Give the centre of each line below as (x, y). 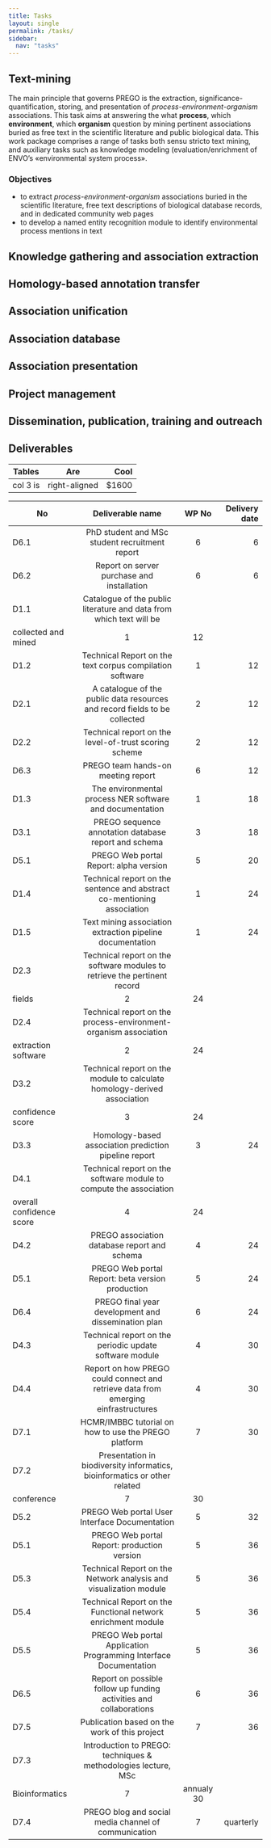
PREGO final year (127, 1302)
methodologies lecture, (127, 1765)
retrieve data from (127, 1388)
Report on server (127, 565)
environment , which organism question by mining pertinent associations (130, 124)
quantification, (32, 107)
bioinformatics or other (127, 1475)
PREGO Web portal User (127, 1512)
